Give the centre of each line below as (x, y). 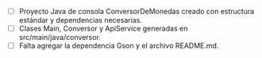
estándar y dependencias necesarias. (80, 20)
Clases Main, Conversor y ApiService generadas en (103, 29)
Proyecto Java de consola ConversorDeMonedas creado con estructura (137, 11)
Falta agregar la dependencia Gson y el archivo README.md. (119, 45)
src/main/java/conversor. (60, 38)
